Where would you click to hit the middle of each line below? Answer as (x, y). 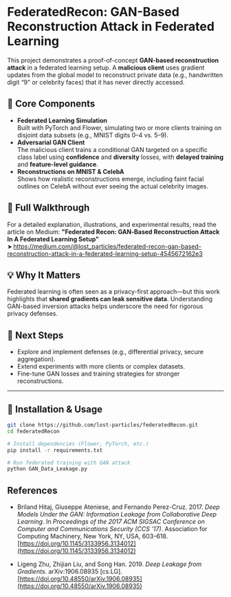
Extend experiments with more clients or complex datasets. (101, 367)
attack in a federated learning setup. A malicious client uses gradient (106, 67)
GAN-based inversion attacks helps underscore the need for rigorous (105, 306)
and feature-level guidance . (57, 164)
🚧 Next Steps (35, 335)
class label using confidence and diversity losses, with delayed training (120, 157)
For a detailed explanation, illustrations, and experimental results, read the (112, 224)
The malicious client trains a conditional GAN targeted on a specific (112, 149)
